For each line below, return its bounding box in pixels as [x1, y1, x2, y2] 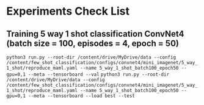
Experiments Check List [6, 4, 130, 18]
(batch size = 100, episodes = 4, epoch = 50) [6, 38, 179, 48]
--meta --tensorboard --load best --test [28, 93, 136, 99]
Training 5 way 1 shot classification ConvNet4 [6, 29, 184, 39]
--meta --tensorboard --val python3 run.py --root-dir [28, 71, 170, 78]
